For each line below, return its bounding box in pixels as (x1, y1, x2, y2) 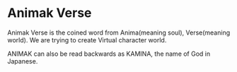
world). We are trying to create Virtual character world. (7, 35, 167, 44)
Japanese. (7, 56, 38, 65)
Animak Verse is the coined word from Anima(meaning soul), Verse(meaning (7, 28, 231, 37)
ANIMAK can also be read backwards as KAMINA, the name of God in (7, 49, 211, 58)
